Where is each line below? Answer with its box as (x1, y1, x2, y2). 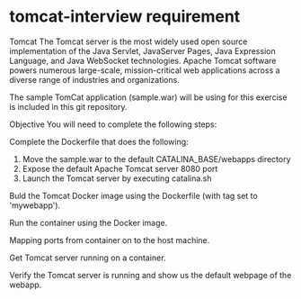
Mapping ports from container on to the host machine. (9, 234, 210, 245)
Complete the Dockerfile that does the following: (9, 136, 189, 147)
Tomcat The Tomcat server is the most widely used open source (9, 36, 248, 47)
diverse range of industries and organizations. (9, 74, 180, 85)
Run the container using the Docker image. (9, 217, 168, 228)
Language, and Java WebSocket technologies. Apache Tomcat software (9, 55, 277, 66)
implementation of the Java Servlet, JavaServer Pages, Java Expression (9, 45, 276, 56)
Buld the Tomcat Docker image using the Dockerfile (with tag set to (9, 190, 258, 201)
